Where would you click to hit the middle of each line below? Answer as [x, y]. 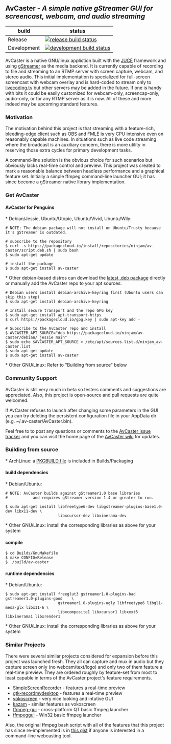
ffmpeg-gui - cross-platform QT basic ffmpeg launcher [70, 709]
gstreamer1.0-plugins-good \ [40, 599]
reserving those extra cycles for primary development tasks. [69, 150]
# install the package [29, 264]
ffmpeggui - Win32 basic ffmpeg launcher [57, 715]
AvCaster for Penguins [30, 207]
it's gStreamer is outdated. [36, 232]
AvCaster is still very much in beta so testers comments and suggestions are [86, 389]
